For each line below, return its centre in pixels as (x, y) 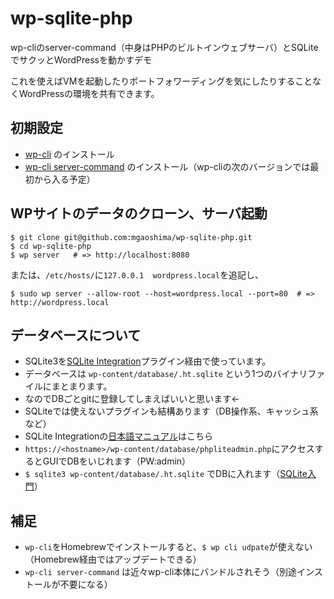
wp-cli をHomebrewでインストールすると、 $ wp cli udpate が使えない (168, 547)
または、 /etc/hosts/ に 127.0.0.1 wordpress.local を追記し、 (137, 274)
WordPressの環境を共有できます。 (89, 93)
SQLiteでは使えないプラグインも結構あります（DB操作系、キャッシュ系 (171, 411)
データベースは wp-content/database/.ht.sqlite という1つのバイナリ (166, 374)
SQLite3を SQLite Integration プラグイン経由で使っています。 (148, 361)
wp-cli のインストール (69, 154)
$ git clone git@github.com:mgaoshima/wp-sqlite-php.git (131, 237)
